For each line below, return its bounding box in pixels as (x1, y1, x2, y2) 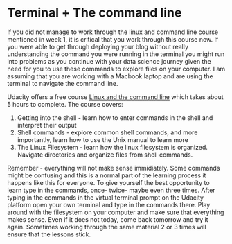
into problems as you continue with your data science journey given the (7, 57, 211, 65)
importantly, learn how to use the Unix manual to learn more (17, 135, 188, 143)
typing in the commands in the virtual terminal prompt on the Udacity (7, 193, 204, 202)
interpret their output (17, 121, 78, 129)
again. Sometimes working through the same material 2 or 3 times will (7, 223, 206, 231)
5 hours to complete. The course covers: (7, 100, 123, 108)
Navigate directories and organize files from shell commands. (17, 150, 193, 159)
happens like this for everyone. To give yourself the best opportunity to (7, 178, 210, 186)
